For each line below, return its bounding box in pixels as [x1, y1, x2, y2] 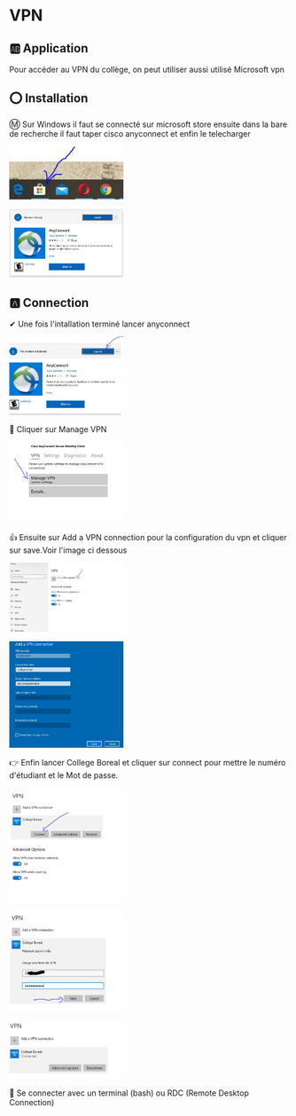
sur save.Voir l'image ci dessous [9, 545, 128, 555]
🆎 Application [9, 41, 89, 56]
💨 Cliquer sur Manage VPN [9, 423, 107, 435]
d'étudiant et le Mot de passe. [9, 770, 119, 781]
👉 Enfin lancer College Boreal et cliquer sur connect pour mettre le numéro [9, 758, 286, 768]
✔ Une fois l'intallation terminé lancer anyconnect [9, 318, 191, 329]
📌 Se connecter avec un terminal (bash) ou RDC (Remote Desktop [9, 1088, 250, 1098]
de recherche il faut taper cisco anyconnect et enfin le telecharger [9, 128, 251, 138]
